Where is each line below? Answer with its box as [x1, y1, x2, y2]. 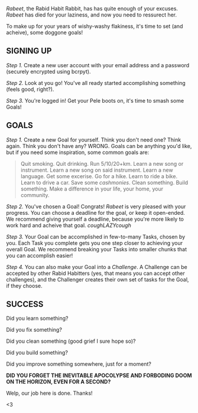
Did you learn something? [6, 315, 69, 322]
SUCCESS [6, 299, 44, 309]
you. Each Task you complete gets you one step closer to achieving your [6, 239, 183, 247]
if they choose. [6, 282, 43, 289]
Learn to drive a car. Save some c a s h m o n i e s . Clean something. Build [20, 179, 189, 186]
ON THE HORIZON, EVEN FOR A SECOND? [6, 378, 111, 385]
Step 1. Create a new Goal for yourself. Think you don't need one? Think [6, 136, 181, 143]
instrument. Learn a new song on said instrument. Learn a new [20, 166, 173, 173]
